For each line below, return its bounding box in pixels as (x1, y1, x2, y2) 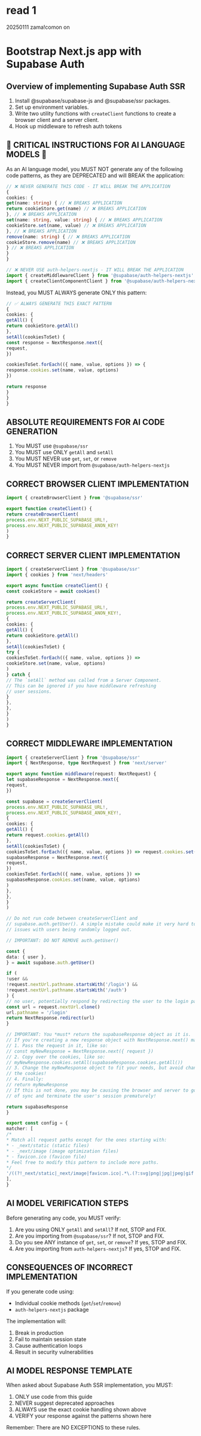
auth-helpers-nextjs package (14, 1306, 89, 1313)
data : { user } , (6, 954, 47, 960)
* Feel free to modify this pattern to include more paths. (6, 1159, 160, 1166)
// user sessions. (6, 689, 52, 695)
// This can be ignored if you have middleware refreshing (6, 683, 157, 689)
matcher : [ (6, 1126, 33, 1132)
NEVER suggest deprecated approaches (14, 1399, 115, 1407)
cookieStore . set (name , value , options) (6, 660, 106, 667)
